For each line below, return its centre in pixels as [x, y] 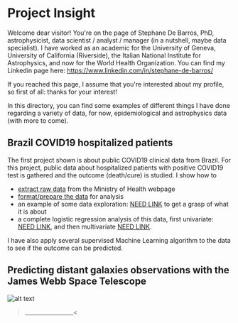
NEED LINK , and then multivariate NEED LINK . [85, 226]
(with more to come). [38, 120]
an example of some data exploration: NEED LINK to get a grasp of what [123, 204]
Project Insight [52, 13]
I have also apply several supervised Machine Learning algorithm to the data [119, 240]
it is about [32, 212]
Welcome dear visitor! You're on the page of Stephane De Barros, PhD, [111, 33]
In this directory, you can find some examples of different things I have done [119, 105]
